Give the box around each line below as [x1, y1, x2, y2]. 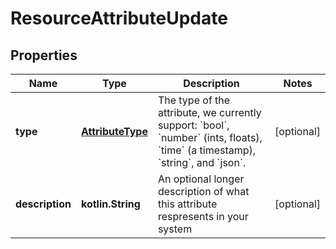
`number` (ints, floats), [157, 131, 263, 144]
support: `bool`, [157, 118, 230, 132]
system [157, 222, 193, 236]
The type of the [157, 93, 231, 107]
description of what [157, 185, 250, 198]
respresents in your [157, 210, 249, 223]
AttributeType [80, 125, 148, 138]
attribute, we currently [157, 106, 262, 119]
